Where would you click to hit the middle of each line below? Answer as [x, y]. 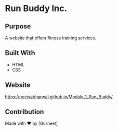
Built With [20, 53]
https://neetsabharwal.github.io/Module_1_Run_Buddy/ [59, 97]
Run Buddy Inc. [36, 8]
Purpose [18, 26]
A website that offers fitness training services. [51, 38]
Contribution [25, 112]
